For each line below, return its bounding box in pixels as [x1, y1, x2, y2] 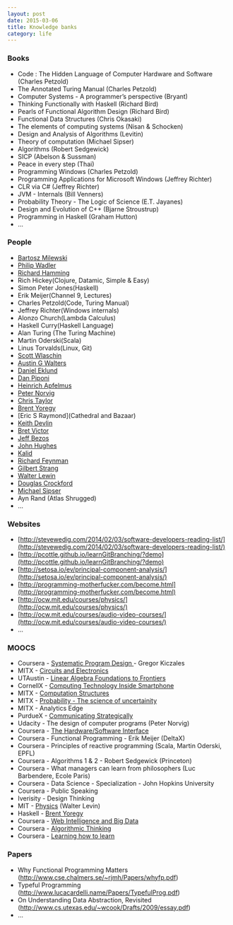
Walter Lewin [17, 471, 56, 479]
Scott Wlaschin [17, 351, 62, 359]
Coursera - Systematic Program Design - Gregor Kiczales [17, 659, 185, 668]
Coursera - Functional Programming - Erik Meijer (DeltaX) [17, 734, 186, 743]
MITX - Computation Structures [17, 689, 109, 697]
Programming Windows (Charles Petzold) [17, 167, 138, 175]
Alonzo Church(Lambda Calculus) [17, 313, 116, 322]
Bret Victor [17, 426, 49, 435]
